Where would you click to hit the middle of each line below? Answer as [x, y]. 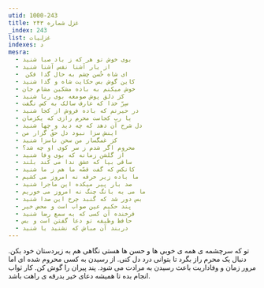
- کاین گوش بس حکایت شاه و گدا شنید [75, 81]
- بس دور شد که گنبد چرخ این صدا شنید [79, 199]
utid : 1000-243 [33, 15]
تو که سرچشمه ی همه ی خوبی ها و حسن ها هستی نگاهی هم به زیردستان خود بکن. [129, 251]
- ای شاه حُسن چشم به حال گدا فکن [72, 74]
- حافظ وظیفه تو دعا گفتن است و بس [74, 221]
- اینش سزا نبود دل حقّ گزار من [67, 133]
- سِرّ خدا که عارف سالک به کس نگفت [72, 103]
